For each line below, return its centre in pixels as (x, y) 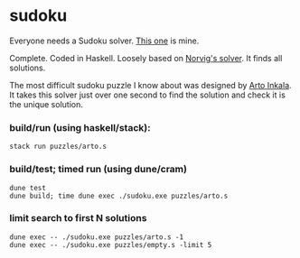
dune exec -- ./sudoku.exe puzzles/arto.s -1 (96, 237)
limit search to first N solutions (78, 218)
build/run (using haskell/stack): (80, 127)
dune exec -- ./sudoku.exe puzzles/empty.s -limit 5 (111, 244)
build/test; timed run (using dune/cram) (98, 170)
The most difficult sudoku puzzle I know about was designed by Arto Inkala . (150, 85)
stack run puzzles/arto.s (58, 147)
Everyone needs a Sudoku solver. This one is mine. (104, 41)
